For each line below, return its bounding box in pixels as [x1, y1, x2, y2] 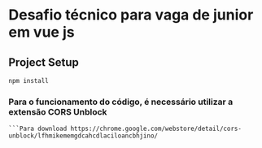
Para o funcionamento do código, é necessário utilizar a [8, 96, 234, 107]
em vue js [8, 23, 75, 41]
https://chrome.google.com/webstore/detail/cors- [70, 124, 242, 133]
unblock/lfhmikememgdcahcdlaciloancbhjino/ [8, 132, 159, 140]
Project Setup [8, 55, 80, 69]
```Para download [8, 124, 68, 133]
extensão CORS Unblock [8, 106, 107, 117]
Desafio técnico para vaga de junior [8, 6, 254, 24]
